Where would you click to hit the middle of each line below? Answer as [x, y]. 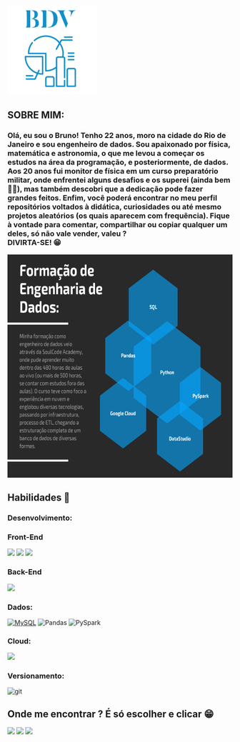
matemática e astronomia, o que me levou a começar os [106, 154]
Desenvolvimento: [40, 518]
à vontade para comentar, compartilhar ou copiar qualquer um [117, 225]
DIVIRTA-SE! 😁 [34, 243]
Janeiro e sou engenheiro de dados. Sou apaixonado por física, [119, 144]
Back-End [25, 572]
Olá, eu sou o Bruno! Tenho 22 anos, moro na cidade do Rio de [117, 136]
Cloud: [19, 641]
